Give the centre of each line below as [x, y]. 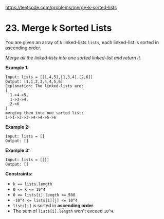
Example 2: [17, 127]
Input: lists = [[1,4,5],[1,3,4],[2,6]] [49, 77]
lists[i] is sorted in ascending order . [54, 205]
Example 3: [17, 150]
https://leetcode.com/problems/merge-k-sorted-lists [61, 7]
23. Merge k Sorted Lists [59, 28]
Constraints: [19, 173]
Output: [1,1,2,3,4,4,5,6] [34, 82]
